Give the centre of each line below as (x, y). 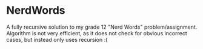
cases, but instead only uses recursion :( (57, 39)
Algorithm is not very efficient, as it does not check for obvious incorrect (97, 33)
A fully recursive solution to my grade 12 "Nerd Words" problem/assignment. (102, 27)
